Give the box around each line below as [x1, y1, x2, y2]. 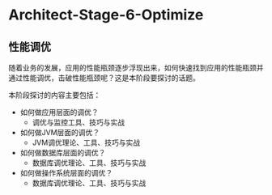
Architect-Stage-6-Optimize [8, 6, 204, 24]
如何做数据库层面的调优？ [19, 148, 106, 157]
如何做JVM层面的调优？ [19, 128, 100, 137]
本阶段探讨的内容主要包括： [8, 91, 101, 100]
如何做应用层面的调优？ [19, 108, 99, 117]
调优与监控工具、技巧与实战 [32, 117, 125, 127]
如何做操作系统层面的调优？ [19, 168, 113, 177]
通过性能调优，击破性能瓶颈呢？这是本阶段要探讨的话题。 [8, 73, 200, 83]
